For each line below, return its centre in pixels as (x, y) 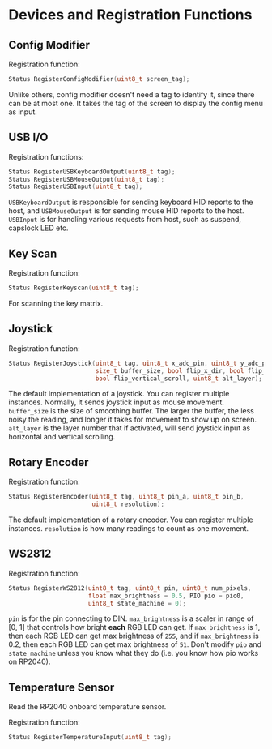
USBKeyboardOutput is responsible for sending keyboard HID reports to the (131, 202)
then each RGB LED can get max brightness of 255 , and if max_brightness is (134, 636)
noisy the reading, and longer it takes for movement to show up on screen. (133, 420)
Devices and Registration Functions (130, 15)
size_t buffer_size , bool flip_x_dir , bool (170, 370)
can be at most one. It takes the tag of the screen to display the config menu (136, 103)
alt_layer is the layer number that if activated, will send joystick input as (130, 428)
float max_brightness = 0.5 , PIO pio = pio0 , (166, 596)
